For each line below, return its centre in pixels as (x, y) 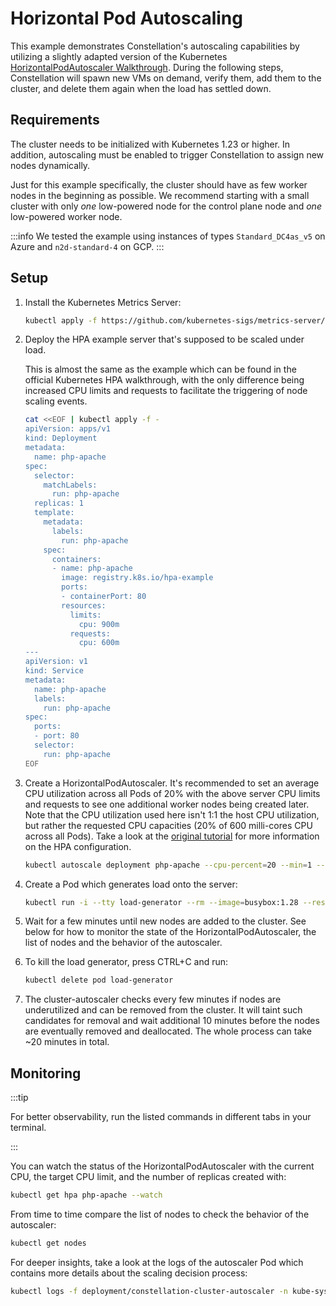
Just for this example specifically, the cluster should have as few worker (159, 184)
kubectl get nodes (48, 1243)
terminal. (28, 1128)
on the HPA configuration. (78, 846)
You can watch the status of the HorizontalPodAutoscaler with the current (162, 1166)
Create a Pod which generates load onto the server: (131, 884)
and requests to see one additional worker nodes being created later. (167, 804)
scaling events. (56, 401)
